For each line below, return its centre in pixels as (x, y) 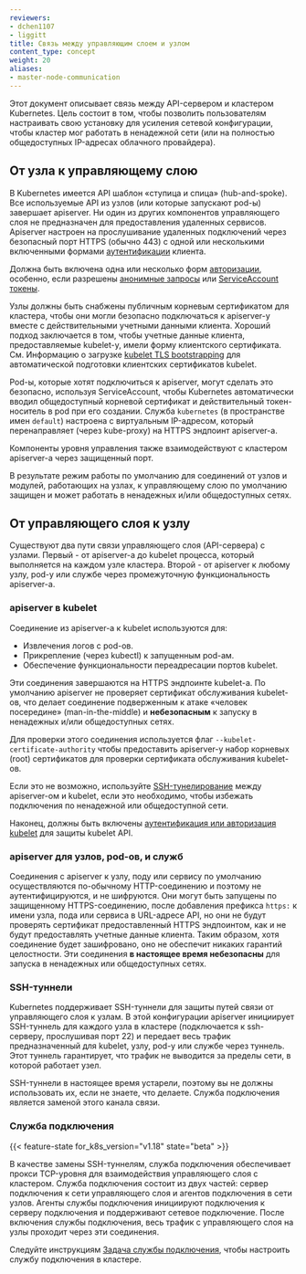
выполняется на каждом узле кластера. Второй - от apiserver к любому (150, 565)
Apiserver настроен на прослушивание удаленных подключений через (148, 232)
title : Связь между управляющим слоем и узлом (100, 43)
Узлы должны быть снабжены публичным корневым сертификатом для (149, 306)
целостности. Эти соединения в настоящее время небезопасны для (145, 953)
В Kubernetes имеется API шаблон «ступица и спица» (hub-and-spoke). (148, 193)
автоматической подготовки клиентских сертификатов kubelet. (133, 364)
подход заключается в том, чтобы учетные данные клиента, (127, 335)
